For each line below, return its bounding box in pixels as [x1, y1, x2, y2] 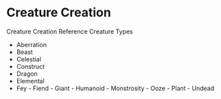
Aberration [16, 40, 47, 48]
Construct [16, 62, 45, 70]
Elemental [16, 76, 45, 85]
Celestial [16, 55, 42, 63]
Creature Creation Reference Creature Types [6, 27, 133, 36]
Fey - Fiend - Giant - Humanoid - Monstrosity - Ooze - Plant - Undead [16, 84, 214, 92]
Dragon [16, 70, 38, 78]
